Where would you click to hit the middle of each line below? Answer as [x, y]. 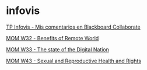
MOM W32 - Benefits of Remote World [52, 38]
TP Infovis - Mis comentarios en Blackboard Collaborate [73, 27]
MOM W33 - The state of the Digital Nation [58, 49]
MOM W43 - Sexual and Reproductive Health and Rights [74, 61]
